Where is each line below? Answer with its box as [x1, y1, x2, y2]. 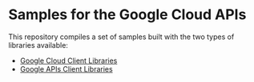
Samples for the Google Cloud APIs [8, 6, 247, 24]
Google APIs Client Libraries [19, 64, 114, 73]
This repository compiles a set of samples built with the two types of [8, 32, 235, 41]
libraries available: [8, 40, 68, 49]
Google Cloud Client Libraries [19, 56, 118, 65]
